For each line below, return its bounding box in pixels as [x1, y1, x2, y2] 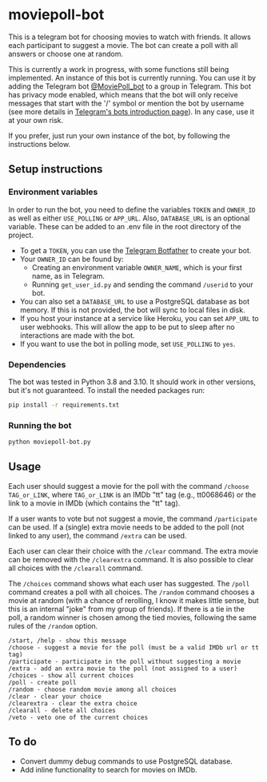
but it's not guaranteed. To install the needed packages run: [8, 385, 205, 395]
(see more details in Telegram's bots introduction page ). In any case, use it [8, 106, 254, 117]
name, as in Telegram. [31, 271, 106, 280]
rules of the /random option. [8, 621, 98, 630]
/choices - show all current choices [8, 671, 134, 680]
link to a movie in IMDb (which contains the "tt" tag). [8, 498, 181, 508]
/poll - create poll [8, 678, 78, 686]
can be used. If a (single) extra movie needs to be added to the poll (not [8, 522, 245, 532]
